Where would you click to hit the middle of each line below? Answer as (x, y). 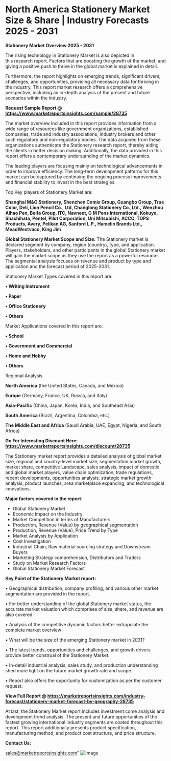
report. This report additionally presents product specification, (71, 727)
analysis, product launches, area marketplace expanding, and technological (85, 483)
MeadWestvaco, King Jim (33, 229)
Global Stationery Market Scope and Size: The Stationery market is (77, 239)
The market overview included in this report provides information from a (81, 123)
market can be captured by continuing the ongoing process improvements (83, 177)
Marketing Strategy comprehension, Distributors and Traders (77, 558)
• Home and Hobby (26, 356)
